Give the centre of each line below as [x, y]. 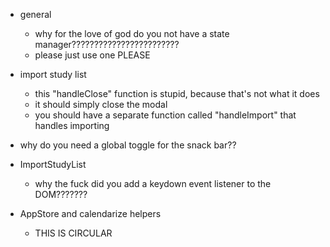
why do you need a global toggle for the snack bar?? [128, 145]
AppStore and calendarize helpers [90, 213]
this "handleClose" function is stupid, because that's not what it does [177, 93]
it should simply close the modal [101, 104]
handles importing [72, 125]
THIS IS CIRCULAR [73, 233]
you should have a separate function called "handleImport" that [165, 115]
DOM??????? [61, 194]
